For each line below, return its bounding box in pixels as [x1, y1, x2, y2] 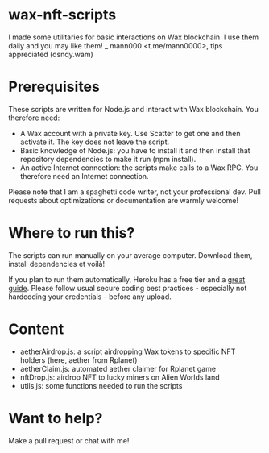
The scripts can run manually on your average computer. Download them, [8, 250, 253, 260]
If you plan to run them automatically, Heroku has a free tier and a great [8, 274, 246, 284]
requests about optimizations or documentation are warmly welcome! [8, 195, 239, 205]
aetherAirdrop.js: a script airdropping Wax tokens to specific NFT [19, 347, 236, 356]
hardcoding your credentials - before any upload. [8, 292, 172, 301]
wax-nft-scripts [8, 6, 117, 24]
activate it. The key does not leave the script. [19, 137, 170, 147]
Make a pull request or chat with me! [8, 435, 130, 445]
